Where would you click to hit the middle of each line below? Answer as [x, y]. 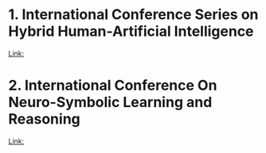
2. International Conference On [113, 86]
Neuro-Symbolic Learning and [110, 103]
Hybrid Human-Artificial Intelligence [131, 31]
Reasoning [45, 119]
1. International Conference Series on [133, 15]
